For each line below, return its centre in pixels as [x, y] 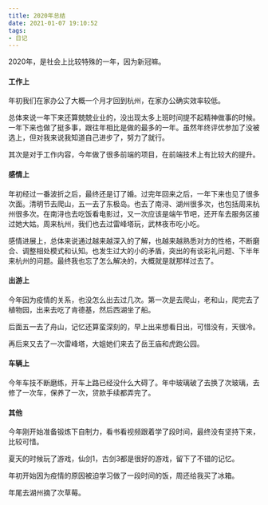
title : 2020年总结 [37, 16]
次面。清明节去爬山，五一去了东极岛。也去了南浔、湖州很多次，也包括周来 [130, 204]
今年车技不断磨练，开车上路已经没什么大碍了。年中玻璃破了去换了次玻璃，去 [134, 383]
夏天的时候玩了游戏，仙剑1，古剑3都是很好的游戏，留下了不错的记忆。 [124, 459]
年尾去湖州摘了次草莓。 [47, 493]
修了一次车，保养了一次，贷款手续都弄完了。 [82, 393]
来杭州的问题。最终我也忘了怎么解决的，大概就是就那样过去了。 [113, 260]
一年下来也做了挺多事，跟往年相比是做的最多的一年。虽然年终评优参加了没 [130, 128]
